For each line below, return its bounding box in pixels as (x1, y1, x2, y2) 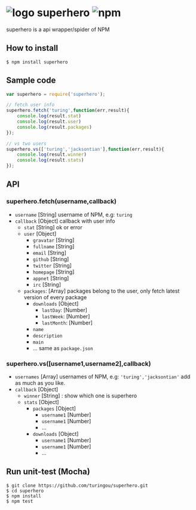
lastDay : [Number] (41, 306, 88, 314)
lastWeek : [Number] (41, 312, 90, 320)
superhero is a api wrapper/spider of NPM (6, 26, 110, 33)
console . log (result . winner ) (17, 151, 87, 158)
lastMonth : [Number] (41, 319, 93, 326)
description (32, 333, 63, 339)
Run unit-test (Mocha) (6, 467, 91, 477)
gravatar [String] (32, 236, 75, 244)
